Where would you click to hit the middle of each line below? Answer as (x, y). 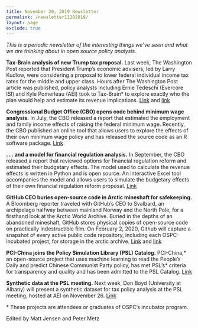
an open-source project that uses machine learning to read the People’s (93, 259)
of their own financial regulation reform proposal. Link (72, 186)
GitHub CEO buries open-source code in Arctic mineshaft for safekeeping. (99, 197)
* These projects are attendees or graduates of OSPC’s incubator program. (97, 307)
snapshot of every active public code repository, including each (84, 235)
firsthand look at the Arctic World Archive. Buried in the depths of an (90, 216)
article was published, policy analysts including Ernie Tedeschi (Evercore (95, 88)
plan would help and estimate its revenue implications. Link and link (88, 100)
